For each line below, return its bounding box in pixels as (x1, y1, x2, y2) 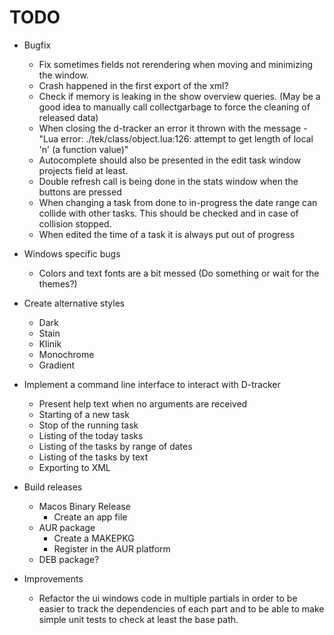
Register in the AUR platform (53, 542, 171, 555)
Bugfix (23, 39, 52, 51)
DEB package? (38, 553, 100, 565)
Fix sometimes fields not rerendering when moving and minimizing (38, 58, 314, 70)
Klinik (38, 337, 62, 350)
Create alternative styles (23, 297, 126, 309)
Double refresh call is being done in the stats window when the (38, 175, 299, 187)
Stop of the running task (38, 419, 139, 431)
